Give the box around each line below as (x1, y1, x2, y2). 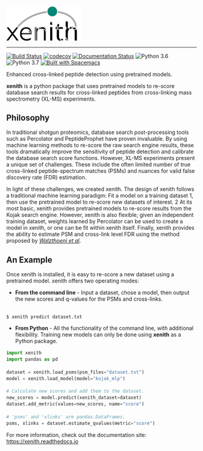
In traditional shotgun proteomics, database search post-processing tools (6, 129, 189, 136)
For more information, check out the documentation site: (6, 431, 147, 438)
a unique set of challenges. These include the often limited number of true (6, 161, 191, 169)
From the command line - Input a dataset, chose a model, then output (14, 289, 190, 296)
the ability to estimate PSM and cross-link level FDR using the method (6, 230, 180, 238)
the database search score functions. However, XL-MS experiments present (6, 155, 195, 162)
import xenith (6, 350, 42, 356)
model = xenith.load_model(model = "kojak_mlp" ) (6, 375, 126, 381)
